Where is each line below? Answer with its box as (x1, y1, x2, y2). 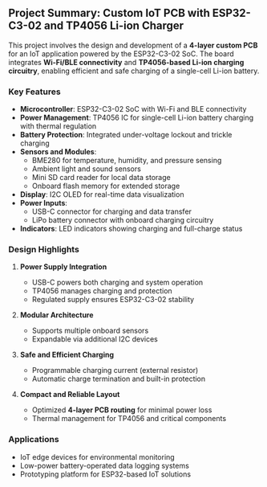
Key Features (8, 86, 62, 97)
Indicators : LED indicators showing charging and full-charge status (19, 224, 243, 234)
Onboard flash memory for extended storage (31, 181, 180, 191)
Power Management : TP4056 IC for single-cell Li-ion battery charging (19, 113, 254, 123)
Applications (8, 434, 59, 445)
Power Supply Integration (19, 262, 107, 272)
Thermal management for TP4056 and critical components (31, 414, 227, 424)
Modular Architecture (19, 310, 94, 320)
